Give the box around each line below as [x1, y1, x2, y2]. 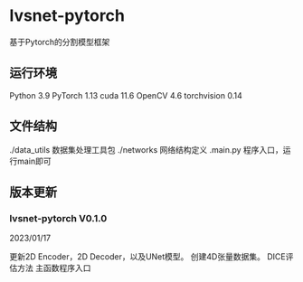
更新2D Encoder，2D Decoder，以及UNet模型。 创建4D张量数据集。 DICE [9, 251, 287, 262]
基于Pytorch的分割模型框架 [9, 36, 110, 47]
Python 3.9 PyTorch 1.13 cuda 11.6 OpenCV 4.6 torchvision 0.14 [9, 89, 242, 100]
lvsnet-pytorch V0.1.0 [9, 211, 108, 224]
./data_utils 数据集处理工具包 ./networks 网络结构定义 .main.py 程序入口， [9, 144, 283, 155]
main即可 [16, 155, 52, 166]
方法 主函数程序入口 [16, 263, 91, 274]
